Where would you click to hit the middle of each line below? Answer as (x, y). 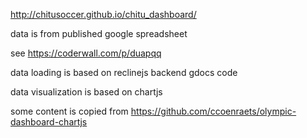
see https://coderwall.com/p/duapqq (86, 53)
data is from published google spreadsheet (99, 33)
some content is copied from (69, 111)
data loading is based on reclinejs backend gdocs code (124, 72)
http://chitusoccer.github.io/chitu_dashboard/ (103, 14)
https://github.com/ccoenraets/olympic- (213, 111)
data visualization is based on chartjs (86, 92)
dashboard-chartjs (49, 122)
